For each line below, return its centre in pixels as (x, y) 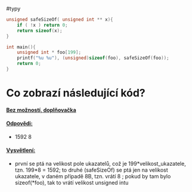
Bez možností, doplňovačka (41, 110)
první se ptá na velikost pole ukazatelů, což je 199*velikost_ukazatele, (100, 164)
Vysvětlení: (21, 150)
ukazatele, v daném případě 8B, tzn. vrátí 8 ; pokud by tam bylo (93, 176)
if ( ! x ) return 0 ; (42, 25)
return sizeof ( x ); (40, 30)
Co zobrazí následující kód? (76, 93)
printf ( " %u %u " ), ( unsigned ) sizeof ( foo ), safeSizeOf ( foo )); (93, 58)
